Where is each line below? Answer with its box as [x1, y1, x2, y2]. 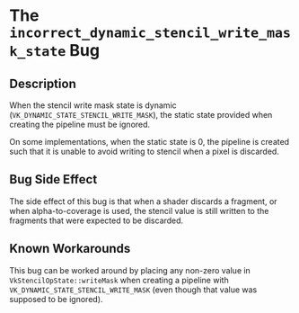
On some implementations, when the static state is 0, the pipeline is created [9, 137, 290, 147]
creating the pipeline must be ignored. [9, 119, 151, 130]
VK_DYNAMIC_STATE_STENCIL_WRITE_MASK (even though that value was [9, 284, 258, 295]
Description [9, 76, 76, 91]
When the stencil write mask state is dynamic [9, 100, 177, 111]
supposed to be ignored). [9, 293, 103, 304]
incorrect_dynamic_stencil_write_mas [9, 24, 292, 41]
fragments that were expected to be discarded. [9, 215, 184, 226]
